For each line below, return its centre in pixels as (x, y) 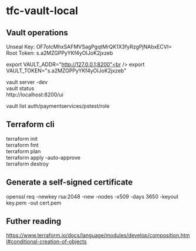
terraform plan (23, 151)
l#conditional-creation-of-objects (46, 242)
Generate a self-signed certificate (70, 182)
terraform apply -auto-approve (43, 157)
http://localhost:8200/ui (35, 95)
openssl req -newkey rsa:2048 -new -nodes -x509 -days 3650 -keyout (92, 196)
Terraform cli (30, 125)
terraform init (22, 138)
